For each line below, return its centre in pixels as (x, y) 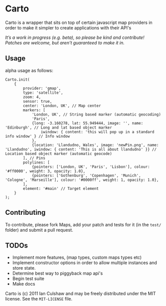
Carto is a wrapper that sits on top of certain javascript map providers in (79, 22)
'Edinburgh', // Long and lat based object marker (59, 128)
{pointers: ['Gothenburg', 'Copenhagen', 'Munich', (86, 175)
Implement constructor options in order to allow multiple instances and (85, 263)
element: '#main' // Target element (61, 188)
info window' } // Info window (38, 136)
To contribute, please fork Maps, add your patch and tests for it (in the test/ (83, 224)
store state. (24, 268)
